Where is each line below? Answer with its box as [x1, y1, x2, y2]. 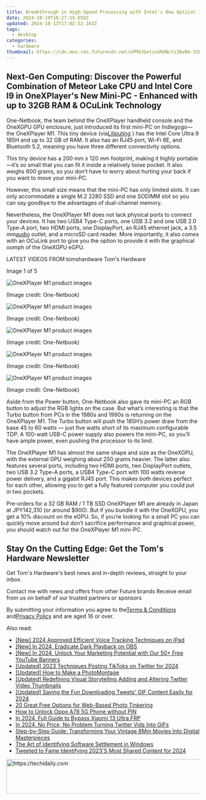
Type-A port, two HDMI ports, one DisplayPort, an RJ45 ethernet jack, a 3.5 [6, 224, 197, 231]
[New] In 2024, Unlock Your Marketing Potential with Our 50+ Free [15, 649, 184, 657]
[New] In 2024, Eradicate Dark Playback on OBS [15, 643, 137, 650]
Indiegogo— [161, 123, 193, 131]
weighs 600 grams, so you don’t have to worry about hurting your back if [6, 167, 191, 175]
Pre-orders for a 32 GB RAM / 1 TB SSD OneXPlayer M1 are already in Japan [6, 500, 198, 507]
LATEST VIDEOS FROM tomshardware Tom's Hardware [6, 255, 146, 262]
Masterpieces [15, 734, 50, 742]
